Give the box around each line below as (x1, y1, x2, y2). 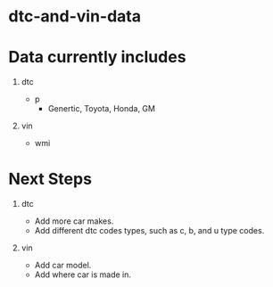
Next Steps (8, 169, 93, 189)
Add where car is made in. (34, 269, 131, 280)
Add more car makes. (34, 216, 114, 226)
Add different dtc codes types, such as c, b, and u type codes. (34, 225, 265, 236)
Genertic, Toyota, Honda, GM (47, 103, 155, 114)
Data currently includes (8, 47, 186, 68)
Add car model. (34, 260, 92, 271)
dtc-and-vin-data (8, 6, 142, 27)
